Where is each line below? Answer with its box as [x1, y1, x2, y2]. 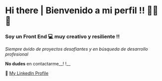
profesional [5, 52, 29, 57]
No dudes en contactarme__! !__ [5, 61, 71, 67]
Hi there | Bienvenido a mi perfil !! [5, 5, 145, 16]
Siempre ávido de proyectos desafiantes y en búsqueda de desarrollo [5, 46, 148, 52]
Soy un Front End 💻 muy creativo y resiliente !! [5, 33, 120, 40]
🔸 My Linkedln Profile [5, 70, 49, 76]
